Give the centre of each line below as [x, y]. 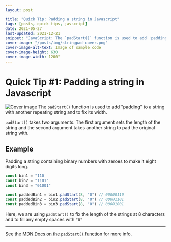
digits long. [17, 167]
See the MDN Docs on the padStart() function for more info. [69, 234]
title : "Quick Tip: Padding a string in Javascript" [62, 19]
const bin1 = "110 [25, 176]
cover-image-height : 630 [32, 52]
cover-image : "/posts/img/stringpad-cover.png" [57, 43]
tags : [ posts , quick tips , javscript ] [46, 24]
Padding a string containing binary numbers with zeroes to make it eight [81, 161]
